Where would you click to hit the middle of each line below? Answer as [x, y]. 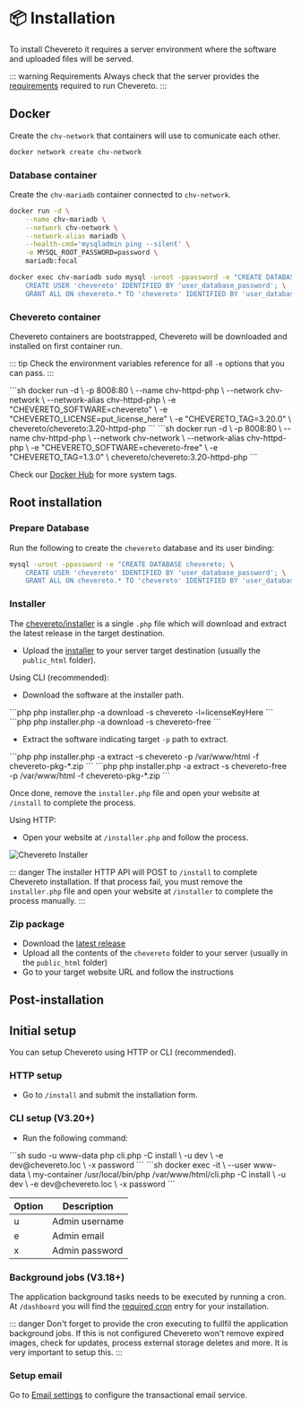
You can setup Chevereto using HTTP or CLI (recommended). [123, 1053]
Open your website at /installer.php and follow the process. [135, 837]
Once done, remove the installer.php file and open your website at [134, 792]
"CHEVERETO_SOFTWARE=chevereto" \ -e [89, 409]
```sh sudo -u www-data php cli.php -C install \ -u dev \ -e [116, 1155]
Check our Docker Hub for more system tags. [93, 474]
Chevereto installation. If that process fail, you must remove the [126, 881]
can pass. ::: [32, 372]
